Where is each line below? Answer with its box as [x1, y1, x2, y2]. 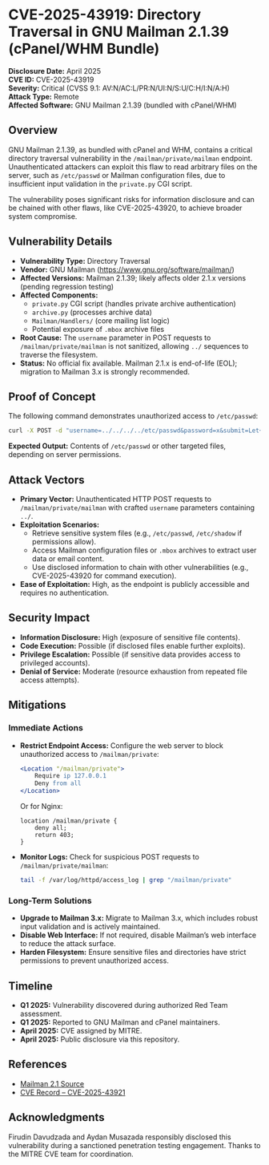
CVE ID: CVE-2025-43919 [8, 75, 94, 84]
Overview [8, 123, 58, 137]
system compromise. [8, 211, 78, 221]
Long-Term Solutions [8, 895, 92, 906]
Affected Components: [19, 290, 98, 300]
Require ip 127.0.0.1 [34, 772, 106, 780]
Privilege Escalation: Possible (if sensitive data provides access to [19, 649, 241, 659]
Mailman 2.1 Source [19, 1078, 85, 1088]
